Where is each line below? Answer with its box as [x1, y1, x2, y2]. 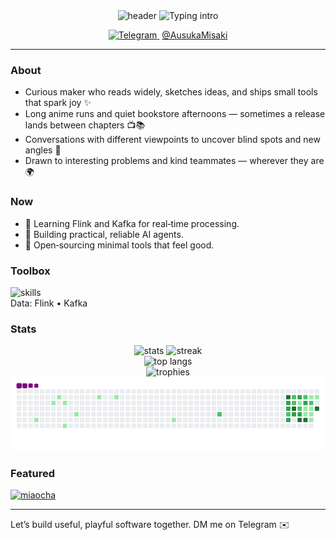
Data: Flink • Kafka [10, 297, 88, 309]
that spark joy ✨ [24, 97, 92, 109]
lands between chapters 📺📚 [24, 119, 146, 131]
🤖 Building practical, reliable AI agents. [24, 228, 184, 240]
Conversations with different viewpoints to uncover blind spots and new [24, 134, 321, 146]
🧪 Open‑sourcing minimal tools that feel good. [24, 239, 215, 251]
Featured [10, 467, 56, 481]
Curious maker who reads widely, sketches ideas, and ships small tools [24, 86, 318, 98]
